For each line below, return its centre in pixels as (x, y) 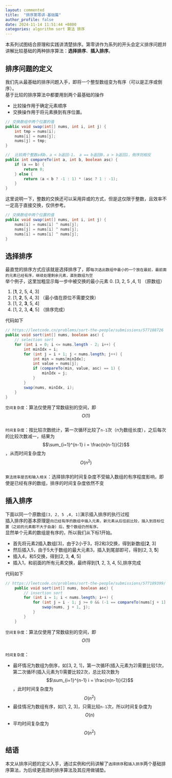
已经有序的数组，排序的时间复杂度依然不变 (59, 483)
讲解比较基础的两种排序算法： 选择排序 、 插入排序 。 (59, 51)
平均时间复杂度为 (31, 724)
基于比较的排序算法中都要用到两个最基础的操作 (55, 94)
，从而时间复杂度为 (26, 453)
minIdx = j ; (55, 373)
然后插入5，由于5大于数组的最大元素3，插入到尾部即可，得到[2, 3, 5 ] (85, 549)
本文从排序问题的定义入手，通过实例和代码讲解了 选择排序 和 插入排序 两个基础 (83, 764)
